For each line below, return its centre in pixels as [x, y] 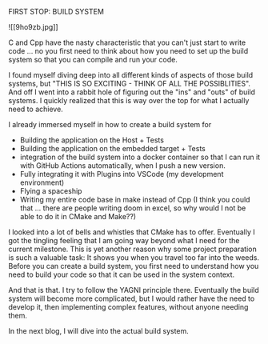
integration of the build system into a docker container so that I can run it [140, 157]
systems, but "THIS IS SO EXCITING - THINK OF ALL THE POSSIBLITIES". [129, 84]
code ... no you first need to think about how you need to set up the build [128, 51]
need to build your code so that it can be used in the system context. [122, 274]
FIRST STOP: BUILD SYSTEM [56, 12]
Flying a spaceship [51, 191]
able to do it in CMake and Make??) [78, 216]
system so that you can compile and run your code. [93, 60]
